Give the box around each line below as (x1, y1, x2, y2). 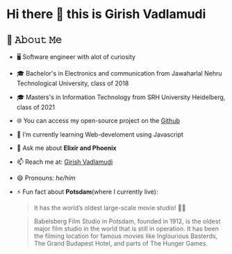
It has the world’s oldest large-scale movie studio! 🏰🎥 (33, 204, 186, 212)
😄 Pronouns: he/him (16, 173, 76, 182)
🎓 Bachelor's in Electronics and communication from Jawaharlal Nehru (16, 69, 222, 77)
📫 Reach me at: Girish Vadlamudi (16, 158, 113, 166)
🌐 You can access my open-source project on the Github (16, 117, 180, 124)
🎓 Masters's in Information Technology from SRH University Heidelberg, (16, 93, 226, 101)
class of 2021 (16, 103, 55, 111)
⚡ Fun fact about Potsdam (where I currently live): (16, 187, 158, 196)
